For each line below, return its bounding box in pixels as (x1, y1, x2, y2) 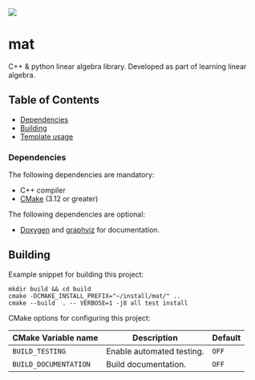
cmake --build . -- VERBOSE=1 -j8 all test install (8, 299, 188, 307)
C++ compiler (19, 185, 66, 196)
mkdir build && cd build (8, 285, 91, 293)
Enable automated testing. (105, 346, 204, 357)
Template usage (19, 131, 74, 141)
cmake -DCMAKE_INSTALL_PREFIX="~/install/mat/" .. (8, 292, 181, 300)
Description (132, 332, 178, 343)
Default (212, 332, 241, 343)
